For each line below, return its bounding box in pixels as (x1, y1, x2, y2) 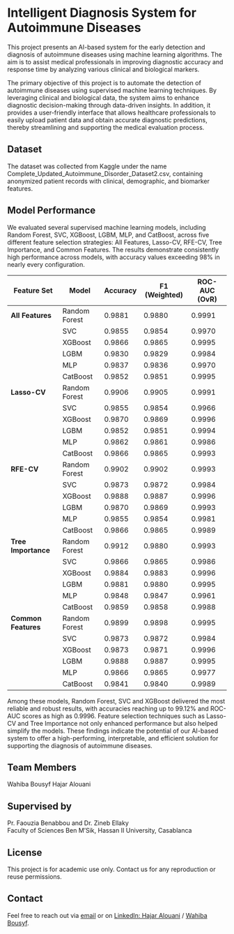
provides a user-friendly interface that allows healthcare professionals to (7, 108, 216, 117)
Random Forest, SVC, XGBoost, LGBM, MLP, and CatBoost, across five (7, 231, 210, 239)
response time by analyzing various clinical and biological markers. (7, 65, 200, 73)
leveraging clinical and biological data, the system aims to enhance (7, 93, 200, 102)
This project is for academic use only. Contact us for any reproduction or (7, 865, 216, 873)
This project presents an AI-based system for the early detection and (7, 43, 205, 51)
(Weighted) (145, 290, 183, 300)
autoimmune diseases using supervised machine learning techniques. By (7, 86, 217, 94)
